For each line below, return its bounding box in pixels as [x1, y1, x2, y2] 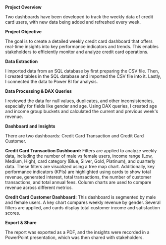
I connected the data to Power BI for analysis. [5, 79, 98, 84]
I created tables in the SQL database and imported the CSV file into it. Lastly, [5, 73, 162, 79]
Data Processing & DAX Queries [5, 88, 72, 94]
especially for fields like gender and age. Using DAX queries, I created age [5, 103, 157, 109]
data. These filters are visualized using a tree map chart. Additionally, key [5, 164, 155, 169]
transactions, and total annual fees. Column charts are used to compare [5, 180, 152, 185]
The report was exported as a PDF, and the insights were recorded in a [5, 229, 150, 235]
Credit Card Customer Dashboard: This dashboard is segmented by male [5, 194, 156, 200]
